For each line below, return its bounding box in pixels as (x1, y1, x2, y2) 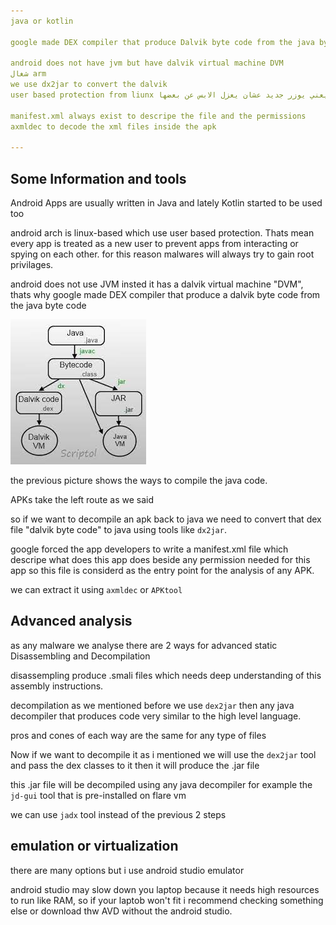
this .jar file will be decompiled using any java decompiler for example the (10, 778, 313, 790)
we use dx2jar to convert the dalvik (10, 80, 168, 90)
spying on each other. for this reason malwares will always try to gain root (10, 248, 315, 260)
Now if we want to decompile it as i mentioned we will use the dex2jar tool (10, 748, 317, 760)
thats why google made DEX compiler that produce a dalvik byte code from (10, 289, 321, 301)
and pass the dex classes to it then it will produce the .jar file (10, 759, 260, 771)
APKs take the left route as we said (10, 494, 155, 506)
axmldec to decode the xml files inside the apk (10, 121, 217, 132)
